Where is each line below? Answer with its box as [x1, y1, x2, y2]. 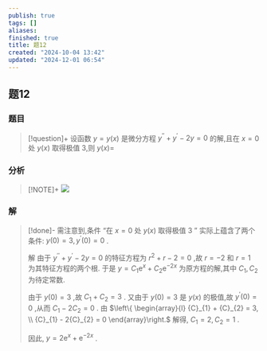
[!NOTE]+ [27, 185, 60, 194]
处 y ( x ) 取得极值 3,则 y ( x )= [27, 143, 115, 153]
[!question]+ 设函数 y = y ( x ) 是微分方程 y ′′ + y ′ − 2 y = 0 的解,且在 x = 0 [27, 132, 260, 143]
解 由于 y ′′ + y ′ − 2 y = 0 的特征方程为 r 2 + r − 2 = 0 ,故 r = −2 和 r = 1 [27, 252, 251, 263]
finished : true [8, 33, 59, 42]
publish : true [8, 11, 56, 20]
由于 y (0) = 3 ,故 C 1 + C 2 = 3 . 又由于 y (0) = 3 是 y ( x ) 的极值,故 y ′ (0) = [27, 291, 257, 303]
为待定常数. [27, 275, 65, 284]
